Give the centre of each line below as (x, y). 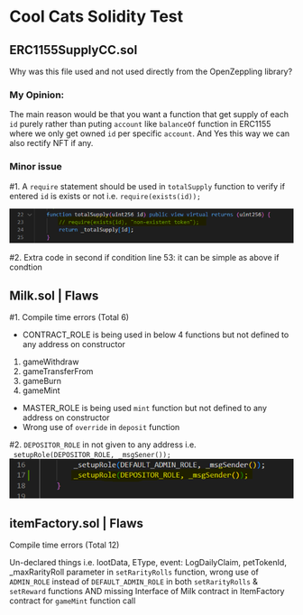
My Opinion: (37, 95)
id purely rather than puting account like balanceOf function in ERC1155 (140, 124)
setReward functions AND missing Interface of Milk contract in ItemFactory (147, 592)
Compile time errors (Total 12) (64, 545)
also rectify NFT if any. (51, 143)
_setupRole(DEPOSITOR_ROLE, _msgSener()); (90, 455)
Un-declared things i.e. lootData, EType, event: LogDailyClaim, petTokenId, (148, 563)
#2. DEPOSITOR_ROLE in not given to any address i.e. (103, 445)
